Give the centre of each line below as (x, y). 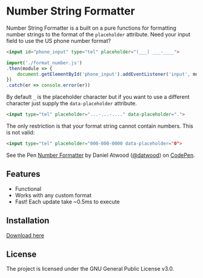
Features (23, 174)
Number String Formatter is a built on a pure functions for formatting (91, 28)
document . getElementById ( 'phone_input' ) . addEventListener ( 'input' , (104, 74)
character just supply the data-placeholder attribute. (72, 104)
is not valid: (21, 133)
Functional (28, 188)
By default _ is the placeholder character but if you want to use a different (98, 97)
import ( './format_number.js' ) (44, 63)
